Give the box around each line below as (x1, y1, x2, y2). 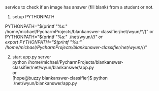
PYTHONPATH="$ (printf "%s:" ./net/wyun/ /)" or (5, 34, 103, 40)
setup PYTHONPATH (12, 14, 55, 19)
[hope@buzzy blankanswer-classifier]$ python (12, 75, 108, 81)
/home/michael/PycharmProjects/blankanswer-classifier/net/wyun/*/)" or (5, 29, 154, 34)
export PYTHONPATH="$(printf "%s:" (5, 39, 82, 45)
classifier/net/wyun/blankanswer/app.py (12, 64, 95, 70)
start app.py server (12, 54, 51, 60)
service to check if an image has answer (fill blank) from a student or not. (5, 4, 154, 10)
